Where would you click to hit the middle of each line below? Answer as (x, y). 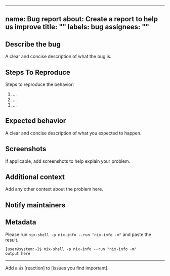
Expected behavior (36, 121)
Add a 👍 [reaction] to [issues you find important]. (57, 268)
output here (18, 253)
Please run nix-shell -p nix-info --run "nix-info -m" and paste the (78, 234)
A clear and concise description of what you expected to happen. (73, 133)
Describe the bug (33, 44)
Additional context (35, 177)
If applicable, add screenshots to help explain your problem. (68, 161)
